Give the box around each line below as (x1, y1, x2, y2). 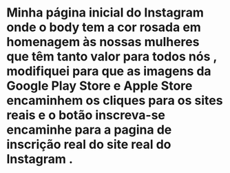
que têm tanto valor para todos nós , (6, 49, 218, 65)
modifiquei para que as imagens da (6, 63, 211, 79)
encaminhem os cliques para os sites (6, 93, 223, 108)
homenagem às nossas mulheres (6, 34, 200, 50)
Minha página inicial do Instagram (6, 5, 204, 21)
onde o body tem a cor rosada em (6, 19, 201, 35)
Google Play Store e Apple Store (6, 78, 193, 94)
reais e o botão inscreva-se (6, 108, 166, 123)
